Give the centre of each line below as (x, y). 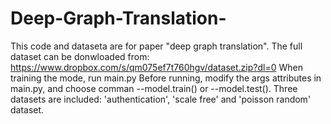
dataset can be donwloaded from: (80, 56)
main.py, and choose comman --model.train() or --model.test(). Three (154, 88)
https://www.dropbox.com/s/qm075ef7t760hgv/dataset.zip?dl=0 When (156, 67)
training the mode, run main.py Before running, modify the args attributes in (166, 78)
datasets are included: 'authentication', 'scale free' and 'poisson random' (161, 99)
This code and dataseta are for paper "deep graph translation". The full (156, 46)
